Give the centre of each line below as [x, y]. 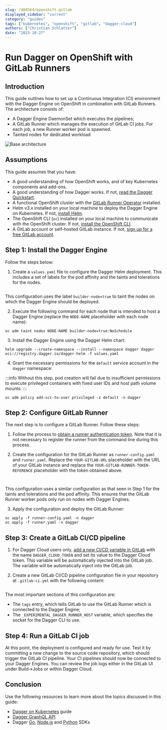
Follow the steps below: [29, 262]
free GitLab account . [33, 234]
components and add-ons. [40, 187]
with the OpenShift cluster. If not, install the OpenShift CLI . [72, 224]
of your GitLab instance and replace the [53, 465]
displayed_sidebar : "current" [37, 14]
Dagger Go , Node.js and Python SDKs [51, 722]
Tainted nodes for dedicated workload [51, 134]
